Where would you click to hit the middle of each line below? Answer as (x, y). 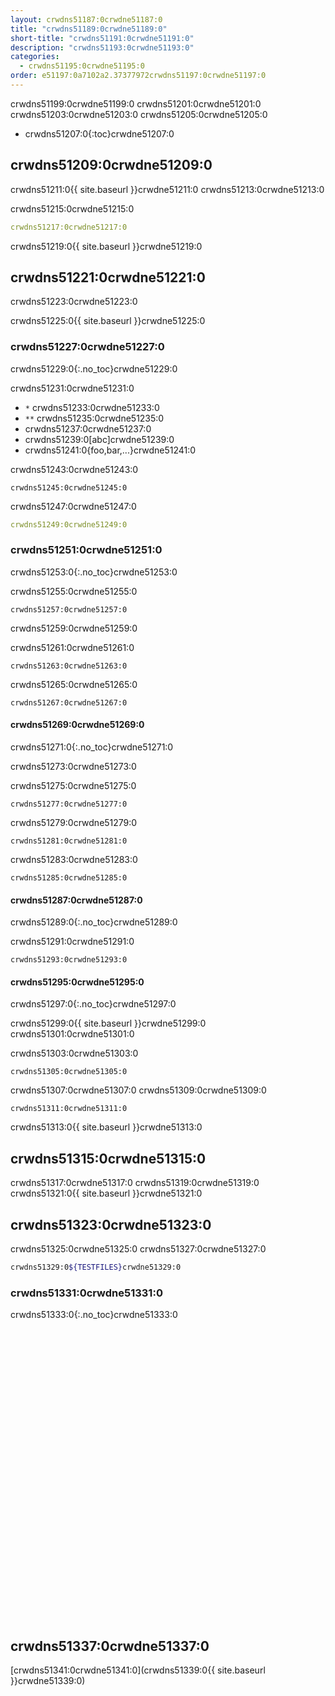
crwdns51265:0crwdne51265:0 (74, 684)
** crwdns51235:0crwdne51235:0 (94, 418)
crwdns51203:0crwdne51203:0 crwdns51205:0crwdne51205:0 (139, 114)
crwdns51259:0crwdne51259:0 (74, 628)
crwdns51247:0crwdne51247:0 (73, 506)
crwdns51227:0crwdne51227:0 (87, 347)
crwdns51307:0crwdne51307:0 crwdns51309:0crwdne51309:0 (138, 1090)
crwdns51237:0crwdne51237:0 (88, 428)
